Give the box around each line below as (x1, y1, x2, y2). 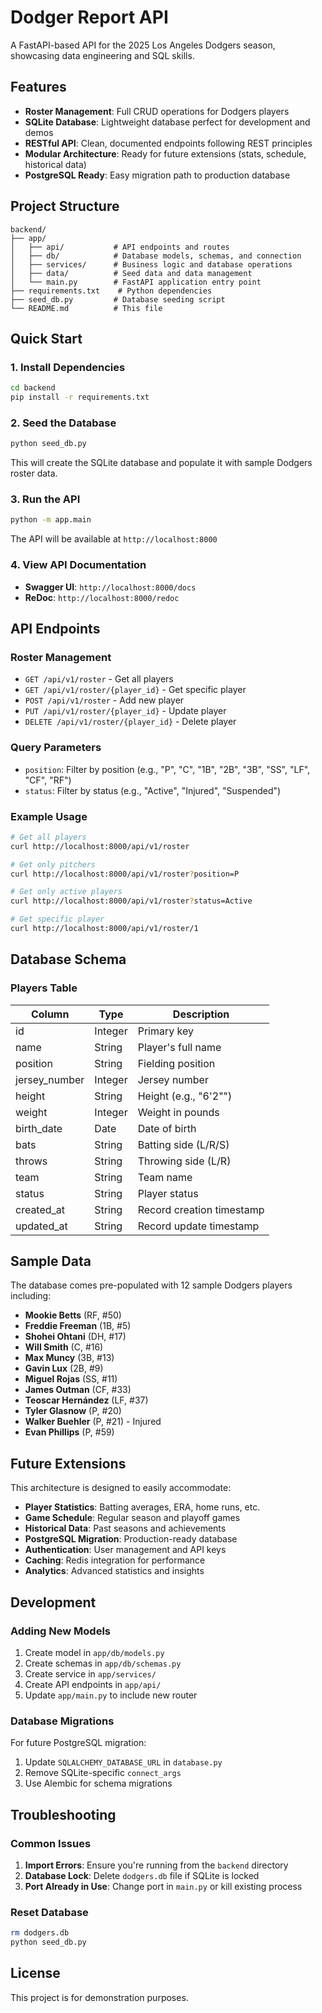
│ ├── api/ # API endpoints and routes (10, 242, 230, 252)
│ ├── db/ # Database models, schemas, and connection (10, 251, 302, 261)
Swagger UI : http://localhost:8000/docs (24, 581, 197, 593)
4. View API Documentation (10, 558, 147, 572)
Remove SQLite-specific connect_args (24, 1767, 182, 1779)
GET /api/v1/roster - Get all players (24, 673, 174, 685)
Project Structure (10, 198, 120, 215)
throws (15, 1154, 48, 1168)
